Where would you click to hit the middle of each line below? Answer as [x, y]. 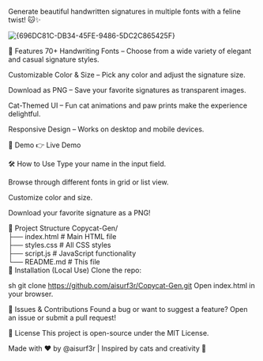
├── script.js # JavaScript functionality [72, 253]
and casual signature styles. [54, 59]
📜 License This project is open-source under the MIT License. [109, 333]
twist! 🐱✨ [24, 20]
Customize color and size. [51, 198]
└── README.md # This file [54, 262]
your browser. [31, 294]
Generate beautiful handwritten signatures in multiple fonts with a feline [124, 11]
